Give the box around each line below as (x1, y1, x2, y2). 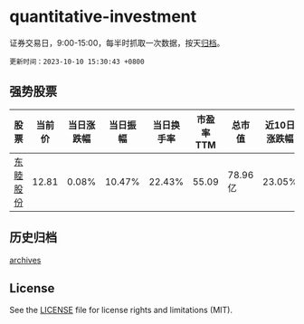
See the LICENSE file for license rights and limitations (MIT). (9, 305, 233, 316)
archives (9, 254, 42, 265)
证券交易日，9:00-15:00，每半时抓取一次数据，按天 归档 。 (9, 37, 225, 48)
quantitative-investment (9, 6, 197, 27)
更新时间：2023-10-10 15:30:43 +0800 (9, 57, 145, 66)
